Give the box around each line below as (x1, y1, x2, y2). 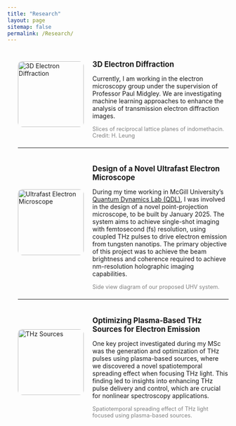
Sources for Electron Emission (92, 324, 200, 334)
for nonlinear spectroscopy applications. (92, 391, 209, 400)
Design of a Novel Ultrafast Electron (92, 164, 220, 174)
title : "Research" (7, 10, 61, 18)
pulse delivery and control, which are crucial (92, 384, 221, 392)
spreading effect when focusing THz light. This (92, 369, 228, 378)
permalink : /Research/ (7, 29, 74, 37)
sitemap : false (7, 23, 52, 30)
